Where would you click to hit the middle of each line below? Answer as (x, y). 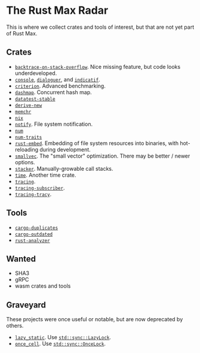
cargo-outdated (34, 234)
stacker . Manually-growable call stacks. (64, 168)
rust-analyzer (32, 240)
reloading (27, 149)
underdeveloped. (36, 73)
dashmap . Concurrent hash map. (53, 92)
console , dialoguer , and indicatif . (57, 79)
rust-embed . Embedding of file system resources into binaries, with (97, 143)
